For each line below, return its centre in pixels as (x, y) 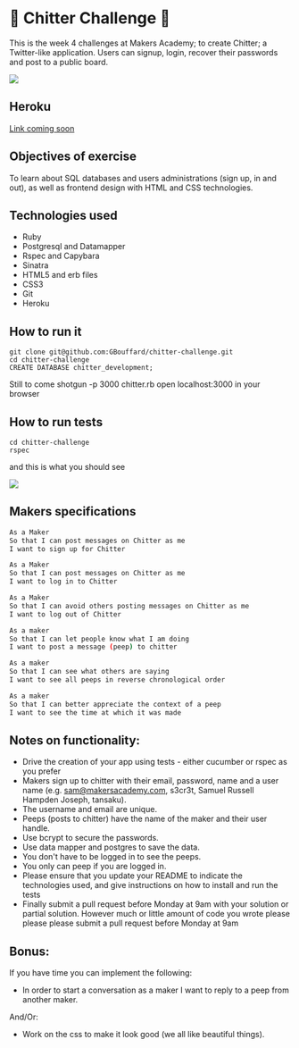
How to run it (46, 331)
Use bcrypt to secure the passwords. (90, 838)
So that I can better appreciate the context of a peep (115, 704)
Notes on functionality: (75, 740)
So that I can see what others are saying (89, 672)
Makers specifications (73, 511)
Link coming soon (42, 128)
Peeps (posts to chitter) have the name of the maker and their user (145, 819)
